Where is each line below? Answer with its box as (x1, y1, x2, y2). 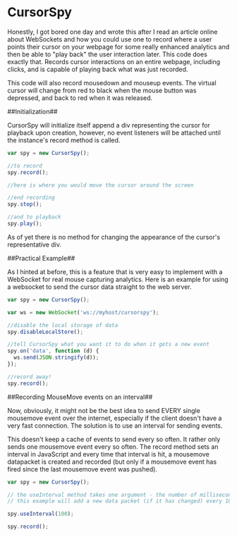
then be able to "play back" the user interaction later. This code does (7, 50, 208, 58)
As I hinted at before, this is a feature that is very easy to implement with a (7, 267, 223, 276)
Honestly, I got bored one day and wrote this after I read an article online (7, 27, 218, 36)
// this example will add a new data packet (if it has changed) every (7, 498, 222, 505)
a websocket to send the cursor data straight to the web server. (7, 283, 192, 291)
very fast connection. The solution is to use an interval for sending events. (7, 421, 223, 430)
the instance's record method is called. (7, 135, 121, 144)
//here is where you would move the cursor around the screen (7, 181, 194, 189)
